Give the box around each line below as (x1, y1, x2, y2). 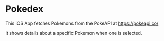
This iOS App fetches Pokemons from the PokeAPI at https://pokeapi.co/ (5, 20, 159, 26)
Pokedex (5, 3, 44, 15)
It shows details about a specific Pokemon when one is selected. (5, 30, 142, 36)
